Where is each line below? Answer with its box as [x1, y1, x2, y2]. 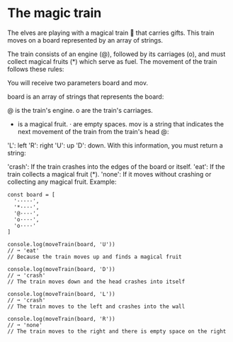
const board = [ [7, 191, 55, 198]
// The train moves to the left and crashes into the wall [7, 303, 186, 310]
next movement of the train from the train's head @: [17, 127, 169, 136]
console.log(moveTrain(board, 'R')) [7, 315, 115, 322]
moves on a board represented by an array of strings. [7, 35, 164, 44]
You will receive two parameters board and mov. [7, 78, 149, 87]
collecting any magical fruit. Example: [7, 177, 117, 186]
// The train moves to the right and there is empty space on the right [7, 328, 227, 335]
